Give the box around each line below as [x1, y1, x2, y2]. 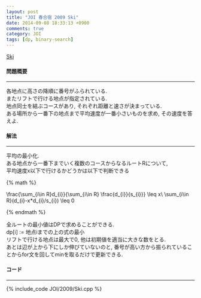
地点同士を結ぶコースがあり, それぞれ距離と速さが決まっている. [6, 102, 163, 110]
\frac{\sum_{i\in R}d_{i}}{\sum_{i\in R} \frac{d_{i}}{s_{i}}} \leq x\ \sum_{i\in [6, 191, 189, 198]
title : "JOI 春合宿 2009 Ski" [6, 14, 79, 20]
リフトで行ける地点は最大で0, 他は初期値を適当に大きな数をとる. [6, 236, 166, 243]
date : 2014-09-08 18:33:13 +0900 [6, 20, 90, 26]
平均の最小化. [6, 152, 40, 159]
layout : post [6, 8, 39, 15]
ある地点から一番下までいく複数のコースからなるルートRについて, [6, 160, 168, 167]
